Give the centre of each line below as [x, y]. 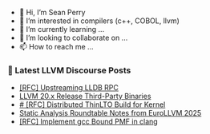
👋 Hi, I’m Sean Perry [52, 12]
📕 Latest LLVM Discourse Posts [69, 70]
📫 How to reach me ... [56, 47]
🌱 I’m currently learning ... [62, 29]
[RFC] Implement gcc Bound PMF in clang [88, 122]
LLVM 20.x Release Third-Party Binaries [85, 97]
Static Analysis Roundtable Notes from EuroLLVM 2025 [110, 113]
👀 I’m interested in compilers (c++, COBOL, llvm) [99, 21]
